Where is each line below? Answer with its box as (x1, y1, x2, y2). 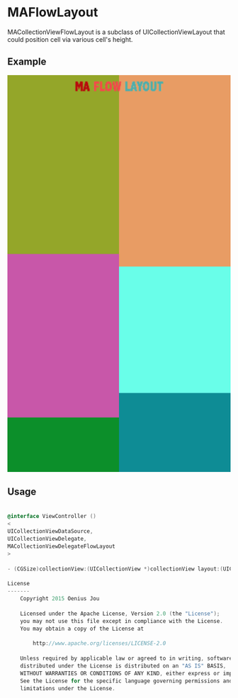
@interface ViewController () (7, 513, 97, 520)
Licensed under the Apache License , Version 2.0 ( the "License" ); (20, 610, 220, 617)
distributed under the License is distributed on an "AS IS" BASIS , (20, 662, 227, 670)
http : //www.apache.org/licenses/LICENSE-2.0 (33, 640, 166, 647)
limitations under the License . (20, 685, 115, 692)
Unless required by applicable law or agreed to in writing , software (20, 655, 233, 663)
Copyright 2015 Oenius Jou (20, 595, 100, 602)
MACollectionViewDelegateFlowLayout (7, 543, 115, 550)
